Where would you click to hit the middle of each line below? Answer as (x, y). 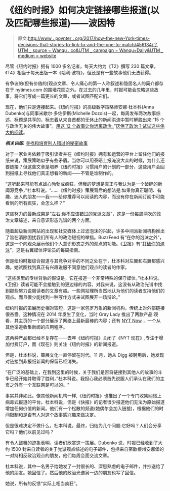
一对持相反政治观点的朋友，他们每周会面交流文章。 (58, 455)
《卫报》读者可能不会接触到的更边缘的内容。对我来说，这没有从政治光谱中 (82, 284)
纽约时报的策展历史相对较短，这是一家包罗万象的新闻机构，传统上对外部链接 (85, 308)
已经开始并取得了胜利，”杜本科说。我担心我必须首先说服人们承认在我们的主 (87, 378)
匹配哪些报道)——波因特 (65, 23)
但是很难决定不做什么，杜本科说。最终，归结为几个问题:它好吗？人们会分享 (83, 425)
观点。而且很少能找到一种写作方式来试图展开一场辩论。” (63, 297)
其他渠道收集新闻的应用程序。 (36, 327)
